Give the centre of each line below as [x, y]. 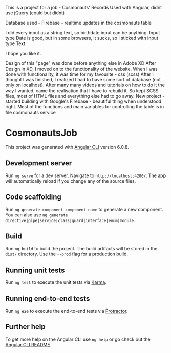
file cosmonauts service [31, 112]
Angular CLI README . [28, 344]
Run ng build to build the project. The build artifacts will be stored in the [81, 249]
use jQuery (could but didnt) [35, 13]
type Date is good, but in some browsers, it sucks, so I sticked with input [82, 38]
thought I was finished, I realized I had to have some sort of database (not [83, 80]
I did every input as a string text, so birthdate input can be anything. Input [83, 32]
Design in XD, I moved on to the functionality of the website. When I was [81, 69]
